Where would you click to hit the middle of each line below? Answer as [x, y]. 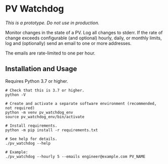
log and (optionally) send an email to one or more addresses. [69, 43]
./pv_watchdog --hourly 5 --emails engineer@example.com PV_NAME [75, 156]
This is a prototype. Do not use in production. [52, 23]
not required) [20, 108]
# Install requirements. [31, 126]
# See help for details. [31, 139]
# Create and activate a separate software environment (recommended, [81, 103]
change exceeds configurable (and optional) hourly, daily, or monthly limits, [84, 38]
